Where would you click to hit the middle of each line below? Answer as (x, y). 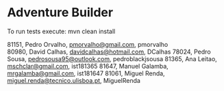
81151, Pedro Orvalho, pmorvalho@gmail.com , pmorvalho (88, 44)
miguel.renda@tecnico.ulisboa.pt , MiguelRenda (74, 80)
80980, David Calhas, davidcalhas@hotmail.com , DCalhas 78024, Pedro (109, 52)
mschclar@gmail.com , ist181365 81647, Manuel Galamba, (88, 66)
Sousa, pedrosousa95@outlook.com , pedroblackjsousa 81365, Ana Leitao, (112, 58)
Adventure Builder (60, 13)
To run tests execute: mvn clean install (61, 31)
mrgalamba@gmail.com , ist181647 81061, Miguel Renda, (86, 73)
